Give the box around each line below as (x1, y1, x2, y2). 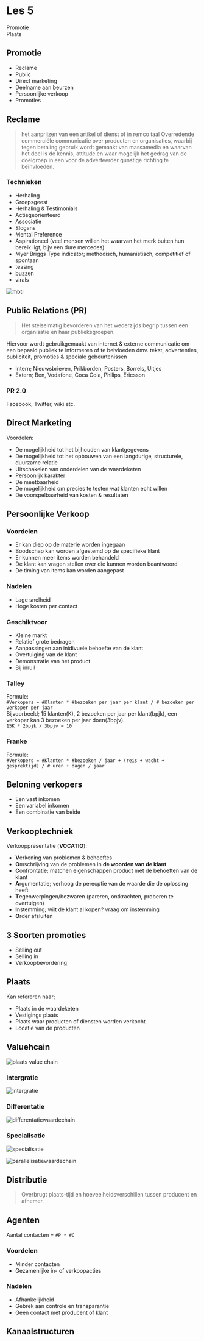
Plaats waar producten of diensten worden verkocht (15, 1017, 146, 1025)
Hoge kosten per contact (15, 602, 78, 610)
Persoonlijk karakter (15, 472, 66, 479)
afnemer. (21, 1197, 44, 1204)
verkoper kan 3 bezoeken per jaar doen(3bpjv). (6, 717, 125, 724)
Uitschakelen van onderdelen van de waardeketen (15, 465, 141, 472)
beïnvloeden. (21, 163, 55, 170)
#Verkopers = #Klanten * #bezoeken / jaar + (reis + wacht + (6, 757, 165, 764)
